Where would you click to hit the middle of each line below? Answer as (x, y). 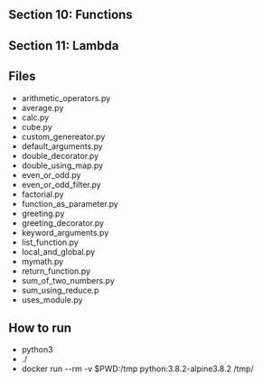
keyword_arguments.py (65, 232)
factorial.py (42, 194)
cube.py (37, 126)
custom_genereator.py (63, 136)
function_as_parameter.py (70, 203)
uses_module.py (52, 299)
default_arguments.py (62, 146)
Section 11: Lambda (64, 46)
